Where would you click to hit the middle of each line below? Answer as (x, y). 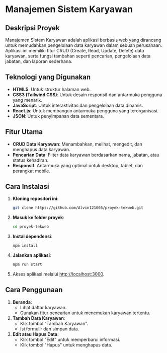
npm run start (27, 265)
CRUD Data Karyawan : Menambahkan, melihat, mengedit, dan (77, 144)
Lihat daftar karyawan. (43, 307)
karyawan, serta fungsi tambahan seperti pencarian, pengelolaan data (78, 56)
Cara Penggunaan (34, 290)
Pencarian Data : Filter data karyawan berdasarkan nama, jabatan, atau (86, 155)
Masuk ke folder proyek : (38, 218)
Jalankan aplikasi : (32, 255)
